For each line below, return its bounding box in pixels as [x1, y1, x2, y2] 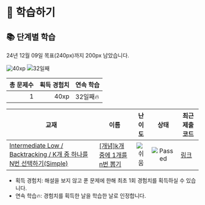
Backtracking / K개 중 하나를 [9, 150, 88, 159]
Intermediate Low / [9, 142, 63, 149]
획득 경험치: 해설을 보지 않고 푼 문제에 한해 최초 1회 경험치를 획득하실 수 [15, 177, 185, 184]
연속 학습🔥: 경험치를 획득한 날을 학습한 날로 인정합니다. [15, 192, 146, 199]
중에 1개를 [99, 151, 128, 159]
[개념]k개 [99, 142, 124, 150]
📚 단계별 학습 [6, 32, 56, 42]
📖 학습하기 [6, 5, 56, 20]
